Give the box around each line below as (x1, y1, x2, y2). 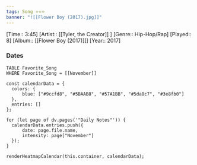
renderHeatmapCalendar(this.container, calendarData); (6, 153, 145, 159)
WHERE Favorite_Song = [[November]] (6, 70, 97, 76)
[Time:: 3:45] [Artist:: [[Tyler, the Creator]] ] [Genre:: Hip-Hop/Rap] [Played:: (6, 30, 192, 37)
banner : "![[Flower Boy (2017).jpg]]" (6, 14, 102, 20)
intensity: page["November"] (21, 132, 94, 138)
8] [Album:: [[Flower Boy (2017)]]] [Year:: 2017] (6, 37, 121, 44)
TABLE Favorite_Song (6, 65, 58, 71)
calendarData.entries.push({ (11, 122, 84, 128)
